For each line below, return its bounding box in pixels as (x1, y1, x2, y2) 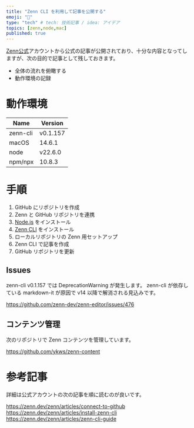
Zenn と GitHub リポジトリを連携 (14, 211, 95, 218)
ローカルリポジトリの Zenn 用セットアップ (14, 233, 118, 240)
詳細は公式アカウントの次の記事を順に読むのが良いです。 (6, 391, 145, 398)
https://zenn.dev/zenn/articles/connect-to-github (6, 403, 125, 410)
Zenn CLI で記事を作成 (14, 241, 69, 247)
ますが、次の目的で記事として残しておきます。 (6, 55, 119, 62)
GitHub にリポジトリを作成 (14, 204, 80, 211)
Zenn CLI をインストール (14, 226, 75, 233)
